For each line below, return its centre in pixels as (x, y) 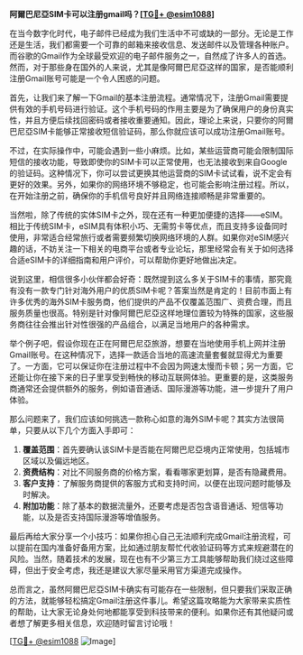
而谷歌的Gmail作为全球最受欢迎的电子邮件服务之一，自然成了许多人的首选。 (150, 56)
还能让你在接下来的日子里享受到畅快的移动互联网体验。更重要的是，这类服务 (151, 377)
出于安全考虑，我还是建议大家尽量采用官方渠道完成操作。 (139, 570)
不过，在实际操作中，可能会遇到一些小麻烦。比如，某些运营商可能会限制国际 (151, 151)
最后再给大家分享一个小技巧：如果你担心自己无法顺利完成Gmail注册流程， (147, 536)
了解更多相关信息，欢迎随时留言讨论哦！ (100, 623)
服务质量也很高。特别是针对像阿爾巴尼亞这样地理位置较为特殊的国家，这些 (147, 313)
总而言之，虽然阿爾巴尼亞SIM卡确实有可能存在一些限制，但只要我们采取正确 (151, 589)
